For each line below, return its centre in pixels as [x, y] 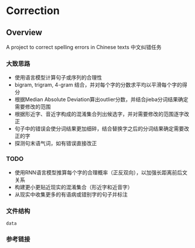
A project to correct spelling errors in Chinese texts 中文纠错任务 [84, 47]
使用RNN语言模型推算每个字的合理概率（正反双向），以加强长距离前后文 [101, 172]
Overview [24, 32]
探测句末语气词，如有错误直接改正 [56, 143]
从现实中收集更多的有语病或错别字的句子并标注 [71, 194]
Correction [33, 11]
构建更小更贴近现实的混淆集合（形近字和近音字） [73, 187]
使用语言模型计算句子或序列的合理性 [58, 78]
